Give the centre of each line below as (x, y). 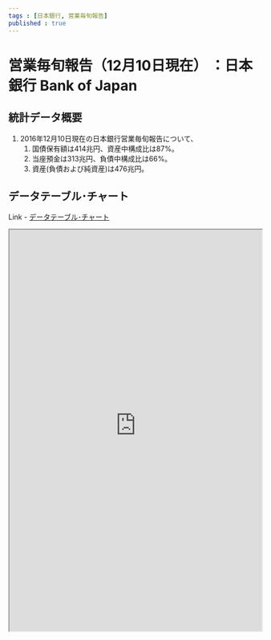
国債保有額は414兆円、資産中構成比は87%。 (105, 149)
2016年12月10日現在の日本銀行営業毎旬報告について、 (109, 138)
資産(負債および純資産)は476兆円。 (90, 169)
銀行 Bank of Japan (73, 86)
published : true (37, 23)
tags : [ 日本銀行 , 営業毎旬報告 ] (58, 16)
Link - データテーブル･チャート (59, 217)
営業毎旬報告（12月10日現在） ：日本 (131, 65)
